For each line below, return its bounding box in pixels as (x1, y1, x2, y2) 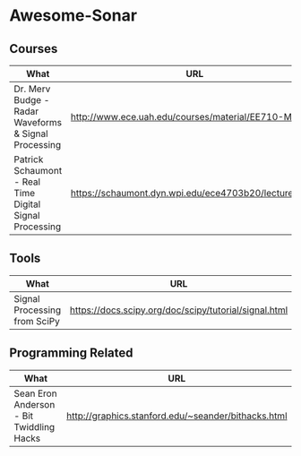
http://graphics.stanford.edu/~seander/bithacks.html (65, 409, 288, 422)
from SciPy (13, 314, 61, 327)
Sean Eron (13, 387, 57, 400)
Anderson (13, 398, 56, 410)
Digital (13, 198, 41, 211)
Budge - (13, 94, 50, 106)
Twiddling (13, 420, 56, 433)
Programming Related (9, 346, 133, 361)
